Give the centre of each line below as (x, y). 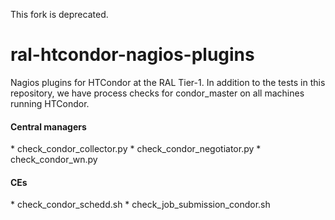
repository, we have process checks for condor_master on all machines (157, 93)
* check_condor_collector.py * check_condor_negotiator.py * (136, 149)
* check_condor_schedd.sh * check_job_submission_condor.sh (140, 205)
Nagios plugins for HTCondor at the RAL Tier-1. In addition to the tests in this (168, 82)
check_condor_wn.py (54, 160)
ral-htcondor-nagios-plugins (132, 55)
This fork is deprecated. (59, 14)
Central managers (48, 126)
